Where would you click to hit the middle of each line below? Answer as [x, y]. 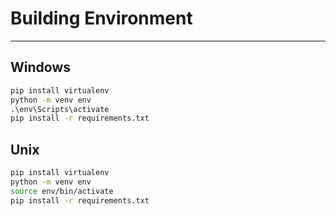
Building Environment [101, 18]
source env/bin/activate [62, 191]
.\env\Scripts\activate [60, 109]
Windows [40, 67]
